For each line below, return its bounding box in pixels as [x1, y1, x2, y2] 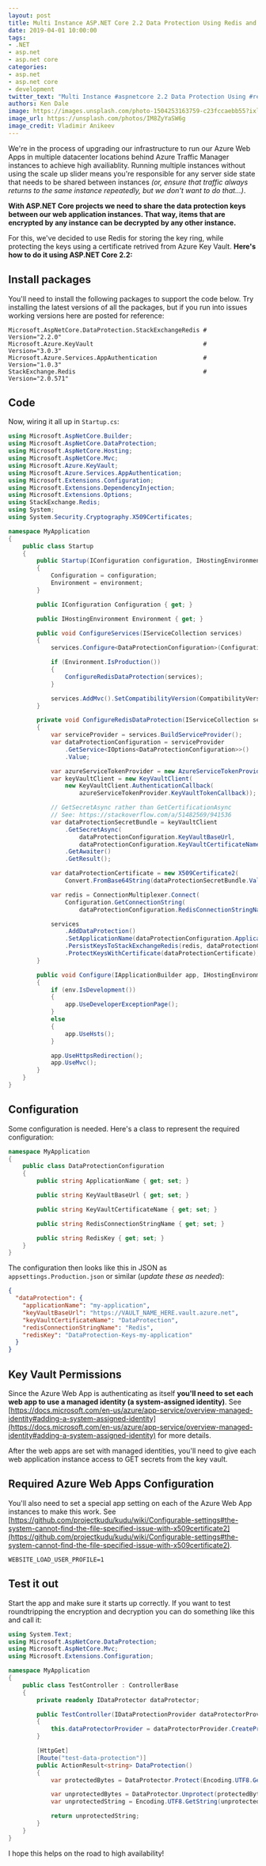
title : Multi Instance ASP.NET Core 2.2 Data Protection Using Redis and [8, 19, 257, 27]
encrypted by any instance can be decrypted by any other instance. [8, 218, 237, 227]
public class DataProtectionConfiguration [22, 1162, 165, 1170]
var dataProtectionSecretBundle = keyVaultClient [50, 818, 218, 826]
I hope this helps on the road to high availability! [8, 1849, 165, 1858]
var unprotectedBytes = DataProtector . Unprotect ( [50, 1790, 218, 1799]
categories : [8, 63, 47, 71]
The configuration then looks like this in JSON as [8, 1263, 168, 1272]
